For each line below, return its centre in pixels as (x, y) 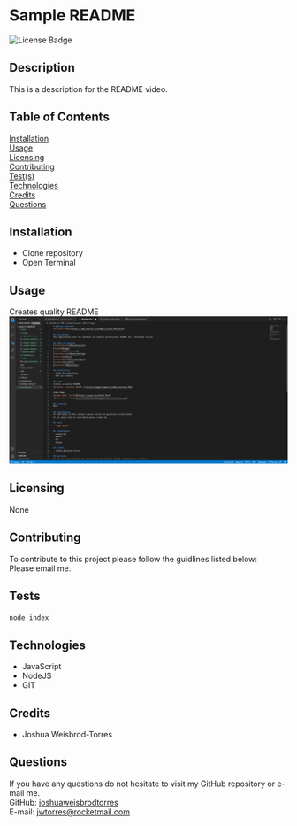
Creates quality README (54, 312)
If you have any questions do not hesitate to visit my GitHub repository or (142, 784)
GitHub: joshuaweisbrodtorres (64, 802)
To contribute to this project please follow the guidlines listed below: (133, 559)
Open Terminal (49, 263)
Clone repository (53, 253)
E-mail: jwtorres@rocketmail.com (70, 812)
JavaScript (42, 667)
